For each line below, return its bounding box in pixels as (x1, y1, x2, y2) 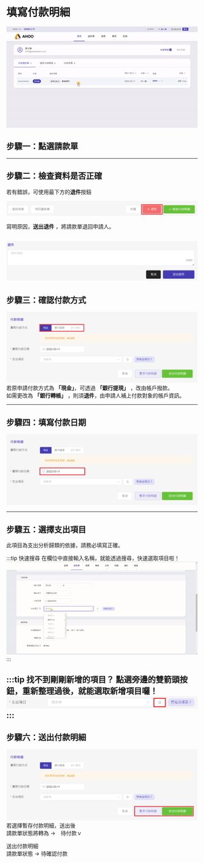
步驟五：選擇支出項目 (6, 524, 86, 535)
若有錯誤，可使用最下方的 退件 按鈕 (6, 188, 92, 195)
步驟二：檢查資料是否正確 (6, 171, 102, 181)
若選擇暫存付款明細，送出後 (6, 822, 76, 829)
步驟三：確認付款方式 (6, 295, 86, 305)
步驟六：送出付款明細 (6, 732, 86, 743)
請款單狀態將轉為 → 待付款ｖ (6, 829, 83, 836)
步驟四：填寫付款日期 (6, 417, 86, 427)
